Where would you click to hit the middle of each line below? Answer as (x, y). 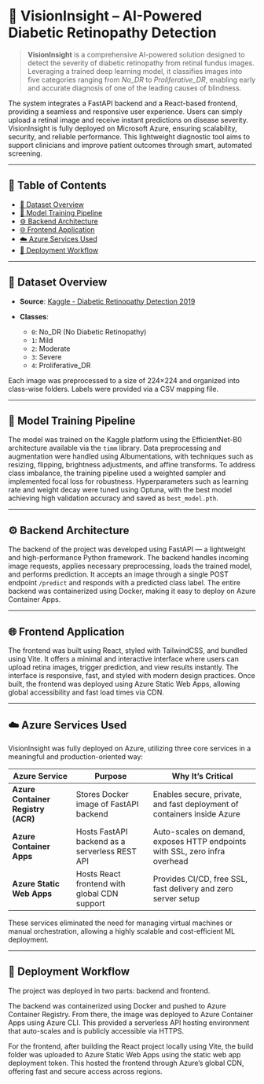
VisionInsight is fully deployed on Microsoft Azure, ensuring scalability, (123, 128)
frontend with (101, 883)
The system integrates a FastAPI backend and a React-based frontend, (123, 103)
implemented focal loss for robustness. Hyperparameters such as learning (128, 481)
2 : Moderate (51, 348)
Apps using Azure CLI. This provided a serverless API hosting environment (129, 1023)
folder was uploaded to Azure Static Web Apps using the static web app (125, 1054)
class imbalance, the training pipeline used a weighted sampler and (117, 473)
